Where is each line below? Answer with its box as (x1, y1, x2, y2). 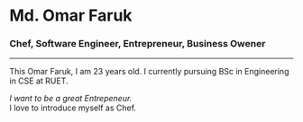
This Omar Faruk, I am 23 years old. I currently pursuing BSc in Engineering (9, 66, 289, 77)
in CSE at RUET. (9, 75, 69, 86)
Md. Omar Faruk (9, 5, 133, 26)
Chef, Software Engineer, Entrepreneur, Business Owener (9, 38, 266, 50)
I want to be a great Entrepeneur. (9, 93, 133, 104)
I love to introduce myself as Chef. (9, 102, 137, 113)
